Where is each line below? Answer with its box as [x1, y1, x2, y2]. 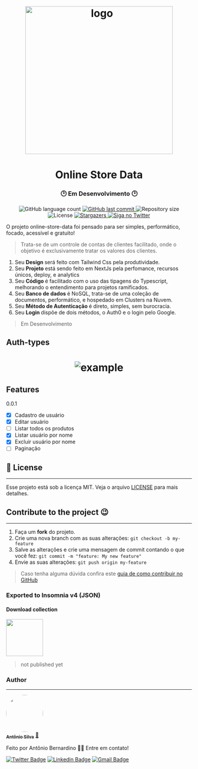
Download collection [6, 606, 58, 613]
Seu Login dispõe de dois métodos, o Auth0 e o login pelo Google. [14, 309, 176, 316]
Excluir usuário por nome [14, 438, 75, 446]
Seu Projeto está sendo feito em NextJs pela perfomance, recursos [14, 265, 179, 272]
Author [6, 676, 27, 684]
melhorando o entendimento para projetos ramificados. [14, 284, 149, 291]
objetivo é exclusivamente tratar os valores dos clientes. [20, 247, 157, 254]
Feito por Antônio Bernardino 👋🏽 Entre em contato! [6, 745, 129, 752]
